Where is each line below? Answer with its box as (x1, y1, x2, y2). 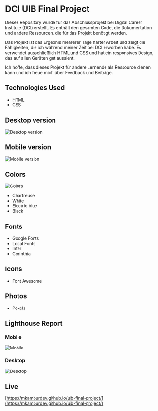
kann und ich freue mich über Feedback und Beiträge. (5, 69, 113, 75)
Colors (5, 170, 26, 179)
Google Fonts (12, 235, 39, 241)
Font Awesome (12, 278, 42, 284)
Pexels (12, 305, 26, 311)
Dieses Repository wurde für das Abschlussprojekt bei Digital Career (5, 20, 142, 25)
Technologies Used (5, 84, 65, 92)
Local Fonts (12, 241, 35, 246)
